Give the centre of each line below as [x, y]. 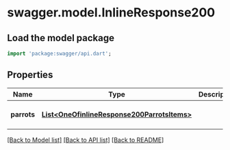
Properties [30, 75]
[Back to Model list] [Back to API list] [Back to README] [86, 140]
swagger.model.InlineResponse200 [111, 13]
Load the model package [61, 38]
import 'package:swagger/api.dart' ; [59, 53]
